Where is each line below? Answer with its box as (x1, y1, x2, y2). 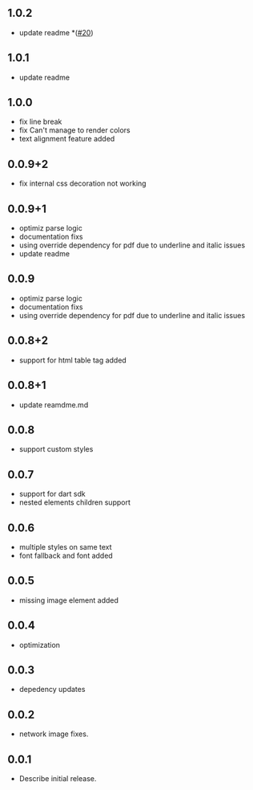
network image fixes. (18, 729, 89, 739)
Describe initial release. (18, 774, 97, 783)
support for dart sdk (18, 489, 86, 499)
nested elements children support (18, 497, 131, 507)
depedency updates (18, 685, 86, 694)
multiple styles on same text (18, 542, 113, 551)
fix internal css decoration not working (18, 178, 147, 188)
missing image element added (18, 595, 119, 605)
